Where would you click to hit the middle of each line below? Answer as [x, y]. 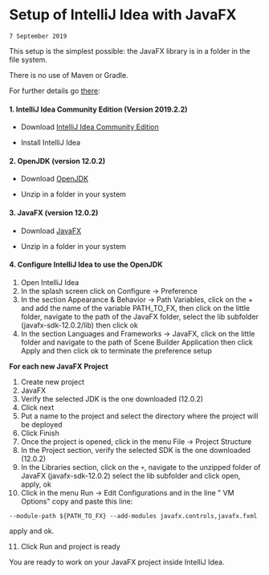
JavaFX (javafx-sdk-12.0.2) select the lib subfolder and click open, [130, 475]
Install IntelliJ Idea [51, 143]
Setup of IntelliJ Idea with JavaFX [123, 15]
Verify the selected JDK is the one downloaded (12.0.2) [112, 398]
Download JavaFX [51, 230]
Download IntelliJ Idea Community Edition [90, 127]
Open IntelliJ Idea [50, 282]
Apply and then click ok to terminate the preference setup [116, 350]
